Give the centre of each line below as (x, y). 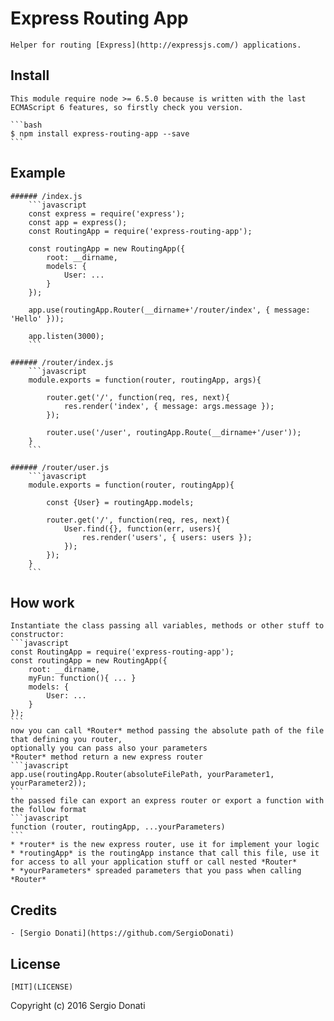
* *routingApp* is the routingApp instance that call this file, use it (165, 853)
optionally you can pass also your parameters (109, 748)
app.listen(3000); (66, 336)
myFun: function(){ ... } (82, 678)
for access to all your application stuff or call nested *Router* (154, 862)
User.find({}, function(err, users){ (142, 528)
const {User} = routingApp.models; (120, 502)
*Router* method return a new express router (106, 757)
